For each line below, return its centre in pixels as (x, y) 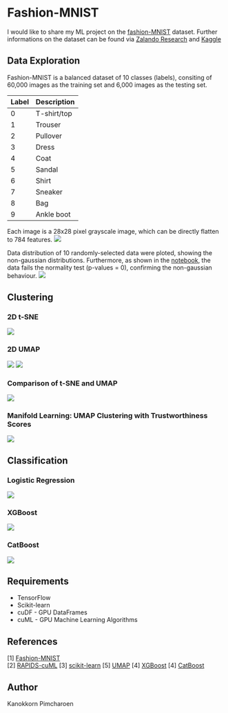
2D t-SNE (23, 317)
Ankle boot (53, 214)
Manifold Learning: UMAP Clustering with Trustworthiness (107, 415)
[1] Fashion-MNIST (34, 658)
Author (22, 687)
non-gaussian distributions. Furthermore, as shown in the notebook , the (109, 260)
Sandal (47, 169)
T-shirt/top (54, 113)
